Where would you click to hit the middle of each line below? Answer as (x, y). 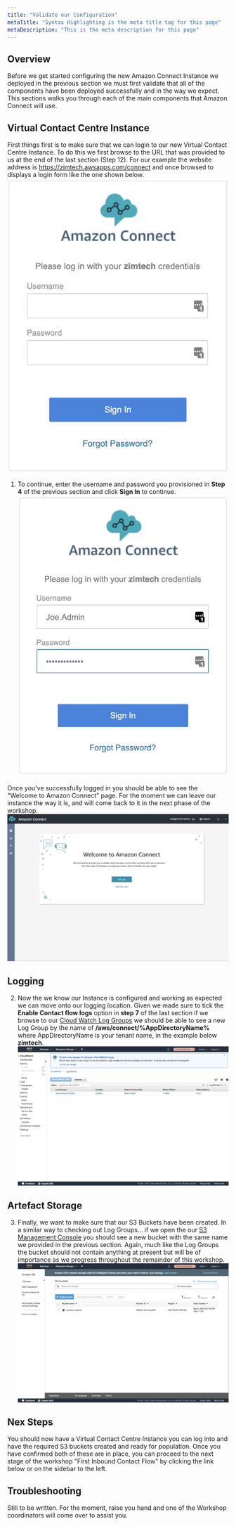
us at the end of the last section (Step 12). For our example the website (110, 159)
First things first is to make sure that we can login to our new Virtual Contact (117, 145)
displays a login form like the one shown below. (76, 175)
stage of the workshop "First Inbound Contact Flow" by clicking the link (111, 1461)
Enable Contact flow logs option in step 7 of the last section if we (113, 1012)
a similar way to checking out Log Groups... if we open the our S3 (112, 1230)
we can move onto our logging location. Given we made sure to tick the (120, 1005)
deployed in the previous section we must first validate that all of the (106, 84)
